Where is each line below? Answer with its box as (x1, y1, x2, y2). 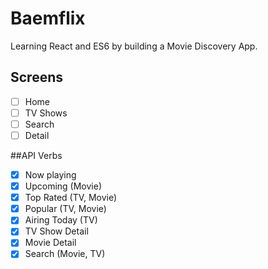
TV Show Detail (24, 225, 89, 237)
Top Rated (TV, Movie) (24, 192, 118, 204)
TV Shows (24, 107, 68, 119)
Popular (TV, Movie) (24, 203, 107, 215)
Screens (10, 69, 63, 86)
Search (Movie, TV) (24, 248, 106, 260)
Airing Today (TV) (24, 214, 98, 226)
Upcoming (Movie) (24, 180, 103, 192)
